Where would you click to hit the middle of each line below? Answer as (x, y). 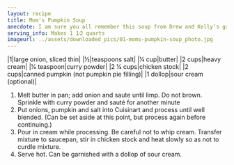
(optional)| (22, 81)
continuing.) (34, 125)
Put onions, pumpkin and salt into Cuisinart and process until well (111, 110)
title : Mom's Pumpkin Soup (46, 20)
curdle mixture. (39, 147)
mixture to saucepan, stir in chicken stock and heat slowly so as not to (118, 139)
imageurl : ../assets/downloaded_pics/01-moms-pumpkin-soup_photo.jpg (110, 40)
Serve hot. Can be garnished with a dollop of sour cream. (100, 155)
